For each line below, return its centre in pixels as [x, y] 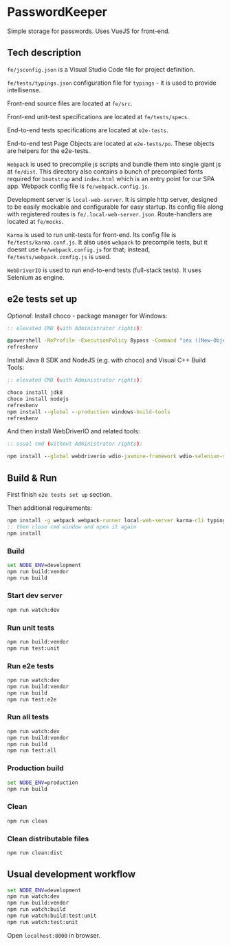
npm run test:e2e [32, 699]
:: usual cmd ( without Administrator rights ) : [75, 444]
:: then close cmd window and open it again [72, 527]
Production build [35, 768]
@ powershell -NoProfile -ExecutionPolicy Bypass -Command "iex [100, 341]
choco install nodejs [38, 399]
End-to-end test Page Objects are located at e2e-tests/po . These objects [111, 143]
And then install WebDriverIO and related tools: [74, 431]
